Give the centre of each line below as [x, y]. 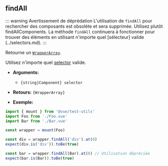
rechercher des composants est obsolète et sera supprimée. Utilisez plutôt [84, 26]
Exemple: [23, 102]
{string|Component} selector [51, 82]
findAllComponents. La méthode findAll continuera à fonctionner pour [80, 32]
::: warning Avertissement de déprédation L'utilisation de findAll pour [79, 20]
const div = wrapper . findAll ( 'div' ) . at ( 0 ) [51, 140]
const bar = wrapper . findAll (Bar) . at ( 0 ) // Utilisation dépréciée [78, 154]
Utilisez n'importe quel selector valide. [46, 62]
